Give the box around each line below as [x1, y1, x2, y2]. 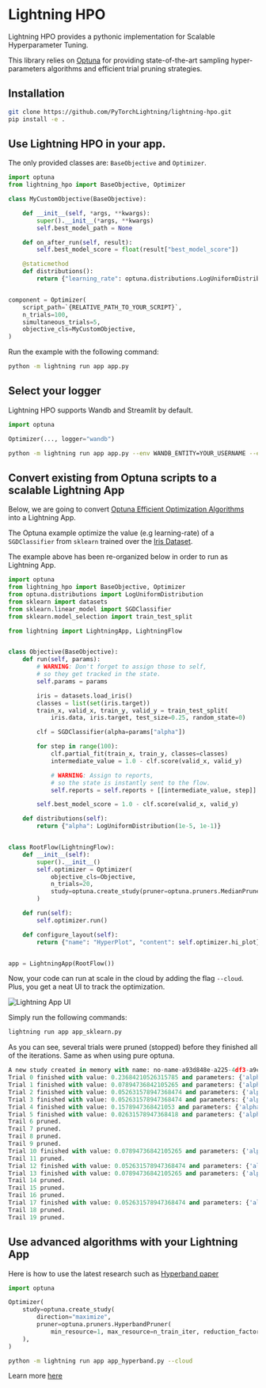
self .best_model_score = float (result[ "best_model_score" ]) [36, 245, 239, 254]
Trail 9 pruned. [8, 1140, 62, 1148]
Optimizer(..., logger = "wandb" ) [8, 435, 115, 443]
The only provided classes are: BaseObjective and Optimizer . [8, 158, 207, 168]
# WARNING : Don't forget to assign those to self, [36, 663, 207, 671]
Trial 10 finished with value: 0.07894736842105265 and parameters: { [8, 1147, 246, 1155]
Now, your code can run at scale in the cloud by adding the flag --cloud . [8, 974, 244, 983]
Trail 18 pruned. [8, 1206, 66, 1214]
